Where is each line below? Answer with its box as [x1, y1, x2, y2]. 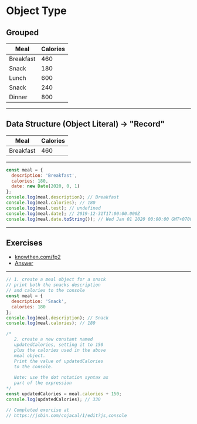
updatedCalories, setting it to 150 [13, 342, 104, 348]
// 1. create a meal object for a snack [6, 277, 107, 282]
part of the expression [13, 380, 72, 386]
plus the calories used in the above [13, 347, 107, 353]
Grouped [6, 28, 39, 38]
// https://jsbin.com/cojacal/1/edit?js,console [6, 412, 127, 418]
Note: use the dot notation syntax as [13, 375, 109, 381]
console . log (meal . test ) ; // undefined [6, 205, 101, 211]
